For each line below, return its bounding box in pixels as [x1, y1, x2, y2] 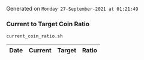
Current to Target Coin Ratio [6, 20, 90, 28]
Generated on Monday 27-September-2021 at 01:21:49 [6, 5, 139, 12]
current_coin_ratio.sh [6, 33, 63, 39]
